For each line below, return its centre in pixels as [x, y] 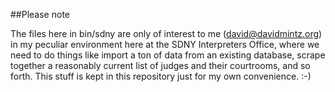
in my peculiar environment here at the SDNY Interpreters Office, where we [165, 44]
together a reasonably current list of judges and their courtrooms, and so [160, 65]
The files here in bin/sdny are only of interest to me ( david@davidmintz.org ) [166, 33]
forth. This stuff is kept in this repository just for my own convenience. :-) [161, 76]
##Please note [40, 14]
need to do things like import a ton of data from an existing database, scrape [168, 55]
